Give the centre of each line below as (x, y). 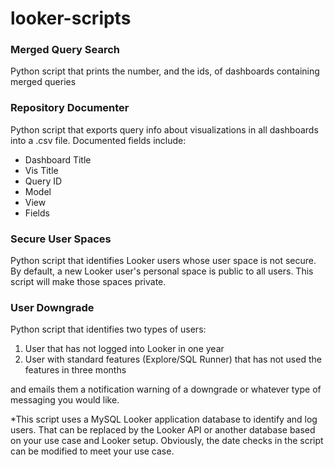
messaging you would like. (65, 400)
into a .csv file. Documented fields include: (98, 140)
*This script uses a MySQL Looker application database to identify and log (164, 419)
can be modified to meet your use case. (92, 451)
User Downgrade (52, 307)
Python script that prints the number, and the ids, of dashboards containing (165, 71)
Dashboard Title (58, 159)
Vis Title (41, 170)
